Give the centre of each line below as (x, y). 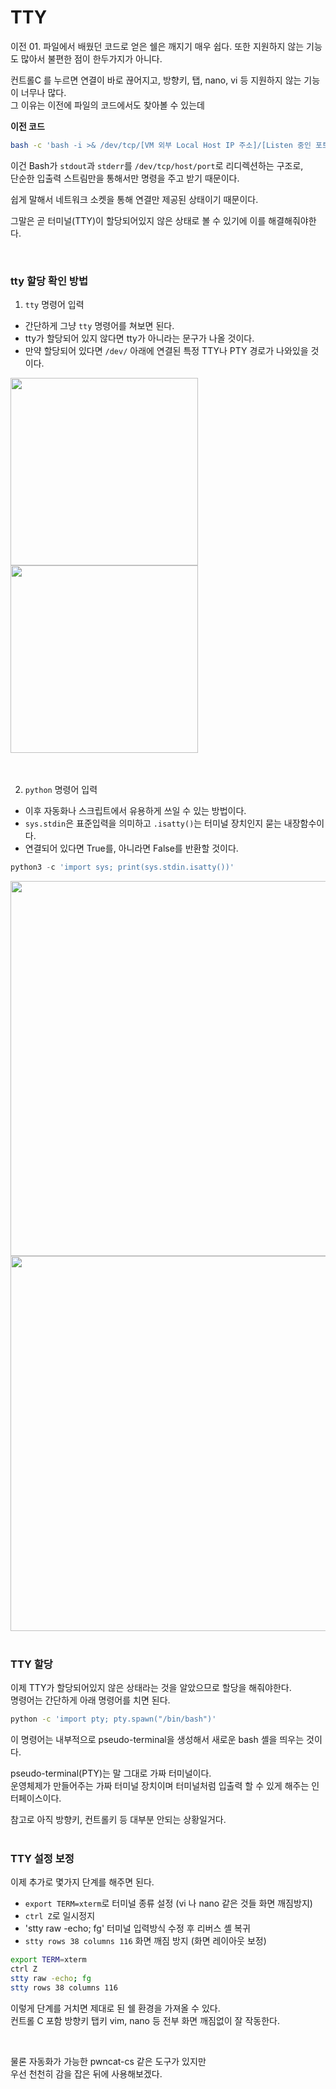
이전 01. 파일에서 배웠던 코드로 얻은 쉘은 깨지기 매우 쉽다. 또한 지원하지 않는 (157, 46)
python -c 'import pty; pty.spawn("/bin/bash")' (113, 1719)
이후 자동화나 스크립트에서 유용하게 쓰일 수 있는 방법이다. (135, 811)
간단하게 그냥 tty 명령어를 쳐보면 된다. (99, 326)
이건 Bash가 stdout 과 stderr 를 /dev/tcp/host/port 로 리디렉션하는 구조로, (157, 165)
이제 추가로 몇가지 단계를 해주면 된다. (82, 1882)
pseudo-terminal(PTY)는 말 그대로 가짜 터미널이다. (111, 1773)
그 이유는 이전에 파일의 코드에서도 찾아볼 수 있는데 (107, 105)
